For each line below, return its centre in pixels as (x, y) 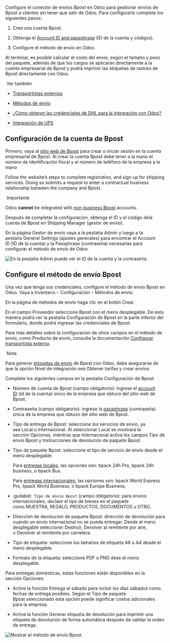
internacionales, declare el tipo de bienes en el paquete (71, 501)
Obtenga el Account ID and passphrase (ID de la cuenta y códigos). (83, 38)
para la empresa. (30, 604)
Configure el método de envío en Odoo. (54, 47)
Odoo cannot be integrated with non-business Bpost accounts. (71, 207)
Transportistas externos (38, 93)
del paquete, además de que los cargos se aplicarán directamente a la (79, 63)
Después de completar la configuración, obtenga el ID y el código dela (79, 217)
